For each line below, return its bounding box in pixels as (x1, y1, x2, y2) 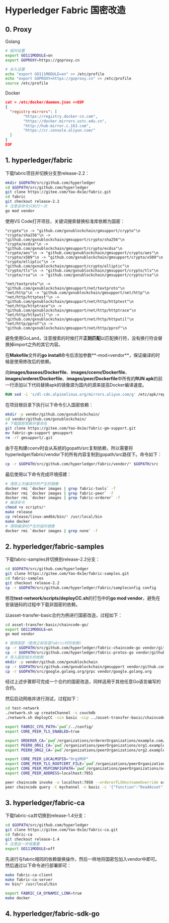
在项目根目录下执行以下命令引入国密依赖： (5, 401, 94, 407)
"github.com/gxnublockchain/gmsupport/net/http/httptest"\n (5, 299, 134, 304)
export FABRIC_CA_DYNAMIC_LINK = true (5, 891, 82, 896)
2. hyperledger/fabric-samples (5, 542, 105, 551)
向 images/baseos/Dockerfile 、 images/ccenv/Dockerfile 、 (5, 369, 130, 375)
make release (5, 510, 33, 515)
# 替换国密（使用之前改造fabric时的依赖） (5, 640, 83, 646)
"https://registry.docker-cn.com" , (23, 114, 98, 119)
